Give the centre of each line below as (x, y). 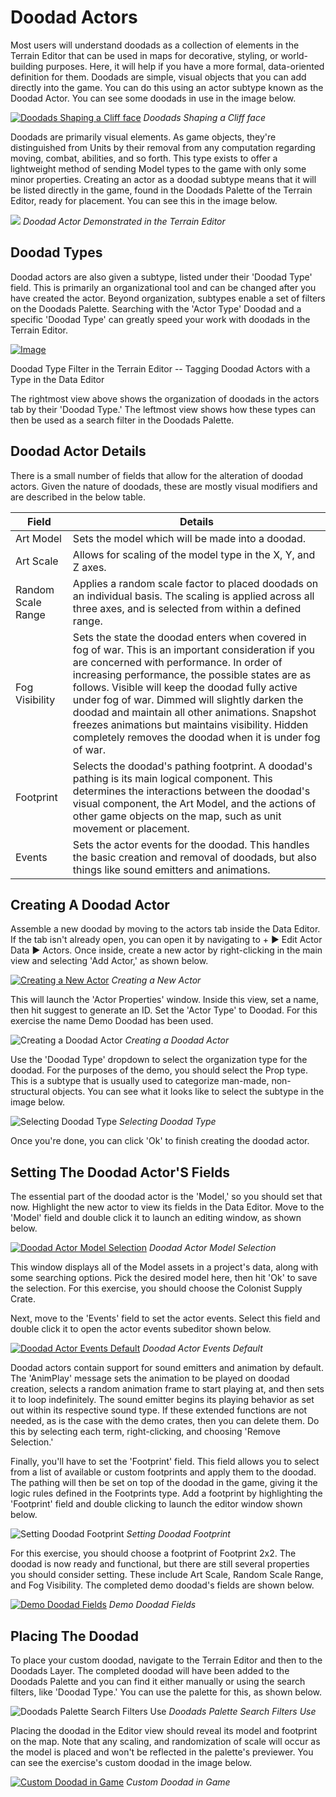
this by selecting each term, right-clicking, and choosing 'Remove (145, 1432)
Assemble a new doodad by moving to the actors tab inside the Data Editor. (165, 929)
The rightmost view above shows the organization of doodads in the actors (165, 398)
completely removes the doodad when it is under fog (196, 737)
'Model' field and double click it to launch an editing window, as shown (156, 1218)
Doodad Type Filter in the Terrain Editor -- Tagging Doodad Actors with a (160, 368)
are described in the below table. (78, 497)
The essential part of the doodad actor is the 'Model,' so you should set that (166, 1197)
